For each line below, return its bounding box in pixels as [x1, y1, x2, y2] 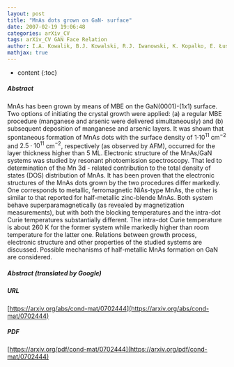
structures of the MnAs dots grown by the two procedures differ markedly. [7, 179, 221, 187]
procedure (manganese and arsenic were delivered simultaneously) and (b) [7, 117, 224, 125]
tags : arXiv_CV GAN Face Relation [7, 36, 108, 43]
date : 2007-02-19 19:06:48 [7, 23, 86, 30]
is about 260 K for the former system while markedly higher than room [7, 223, 210, 231]
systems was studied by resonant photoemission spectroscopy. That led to [7, 157, 223, 165]
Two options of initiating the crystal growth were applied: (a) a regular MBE [7, 109, 222, 117]
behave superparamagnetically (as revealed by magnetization [7, 201, 185, 210]
